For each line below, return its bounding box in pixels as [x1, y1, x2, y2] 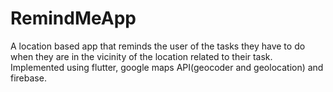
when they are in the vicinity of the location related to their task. [10, 50, 273, 62]
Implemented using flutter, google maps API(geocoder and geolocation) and [10, 61, 324, 73]
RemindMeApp [10, 7, 137, 30]
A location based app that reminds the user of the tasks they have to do [10, 40, 306, 52]
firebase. [10, 72, 47, 84]
